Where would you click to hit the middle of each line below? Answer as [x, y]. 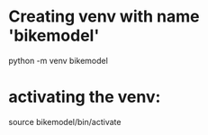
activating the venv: [85, 97]
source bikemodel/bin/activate [65, 121]
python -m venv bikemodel [59, 60]
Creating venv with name [104, 17]
